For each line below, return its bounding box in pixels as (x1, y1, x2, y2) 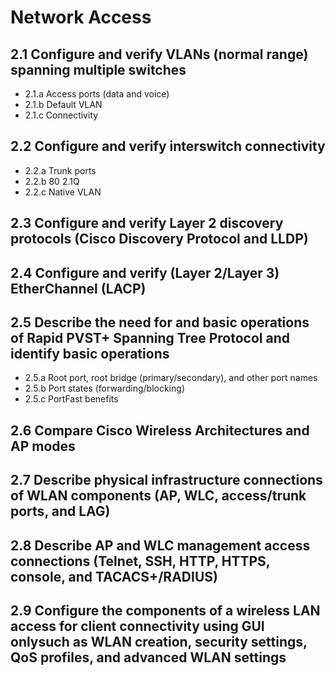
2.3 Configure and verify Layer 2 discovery (10, 215, 284, 232)
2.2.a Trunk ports (24, 164, 97, 176)
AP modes (10, 437, 76, 455)
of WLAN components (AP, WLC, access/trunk (10, 487, 307, 505)
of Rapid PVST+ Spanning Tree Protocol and (10, 329, 290, 346)
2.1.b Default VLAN (24, 99, 103, 110)
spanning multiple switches (10, 61, 187, 78)
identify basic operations (10, 345, 170, 362)
